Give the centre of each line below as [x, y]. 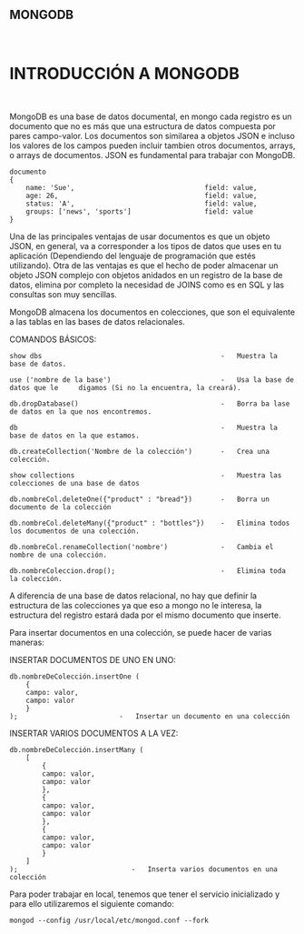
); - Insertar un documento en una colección [150, 716]
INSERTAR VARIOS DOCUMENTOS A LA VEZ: [94, 733]
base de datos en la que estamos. [75, 436]
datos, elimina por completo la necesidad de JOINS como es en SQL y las [147, 285]
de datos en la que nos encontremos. [81, 412]
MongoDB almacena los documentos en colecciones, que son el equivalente [152, 312]
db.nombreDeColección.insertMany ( [77, 749]
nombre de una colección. [58, 555]
